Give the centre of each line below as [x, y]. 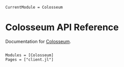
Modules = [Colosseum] [29, 55]
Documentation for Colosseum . [38, 41]
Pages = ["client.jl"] [29, 59]
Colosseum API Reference [62, 27]
